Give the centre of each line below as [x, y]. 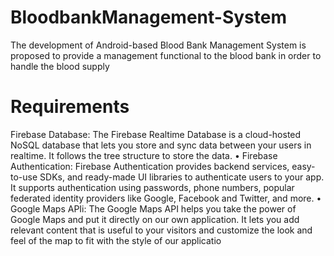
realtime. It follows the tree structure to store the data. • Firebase [144, 155]
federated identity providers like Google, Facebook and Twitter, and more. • [166, 198]
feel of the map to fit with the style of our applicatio [116, 240]
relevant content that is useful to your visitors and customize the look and [161, 230]
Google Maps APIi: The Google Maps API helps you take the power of [153, 208]
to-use [24, 177]
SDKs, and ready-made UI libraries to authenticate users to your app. [182, 177]
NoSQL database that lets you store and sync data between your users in [161, 145]
